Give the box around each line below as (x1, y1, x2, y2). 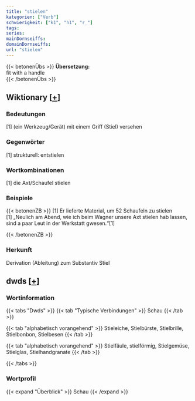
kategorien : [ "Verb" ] (6, 14, 59, 20)
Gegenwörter (6, 138, 45, 146)
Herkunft (6, 246, 32, 254)
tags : (6, 25, 19, 31)
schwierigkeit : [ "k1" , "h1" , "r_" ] (6, 19, 93, 25)
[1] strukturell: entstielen (6, 151, 64, 159)
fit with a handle (6, 69, 45, 76)
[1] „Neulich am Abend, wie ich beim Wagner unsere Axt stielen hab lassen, (6, 214, 187, 221)
